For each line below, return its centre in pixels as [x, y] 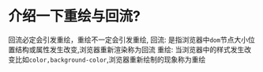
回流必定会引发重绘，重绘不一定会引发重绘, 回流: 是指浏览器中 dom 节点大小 [128, 40]
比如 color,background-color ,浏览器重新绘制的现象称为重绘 [110, 59]
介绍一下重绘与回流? [74, 16]
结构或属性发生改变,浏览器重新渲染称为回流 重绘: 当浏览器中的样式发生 [130, 49]
